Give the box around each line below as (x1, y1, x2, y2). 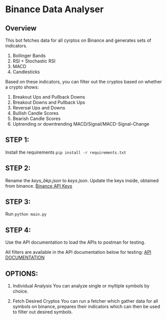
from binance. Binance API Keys (5, 183, 73, 189)
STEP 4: (5, 225, 31, 235)
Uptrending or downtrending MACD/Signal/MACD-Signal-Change (12, 121, 150, 127)
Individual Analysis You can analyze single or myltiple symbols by (12, 283, 150, 289)
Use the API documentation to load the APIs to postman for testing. (5, 239, 146, 245)
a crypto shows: (5, 84, 39, 90)
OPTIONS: (5, 269, 38, 278)
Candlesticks (12, 69, 40, 75)
